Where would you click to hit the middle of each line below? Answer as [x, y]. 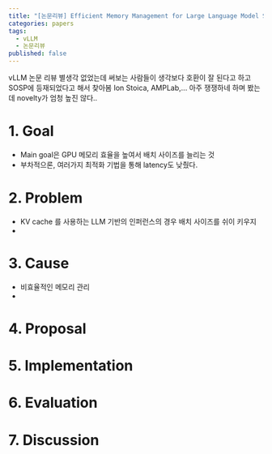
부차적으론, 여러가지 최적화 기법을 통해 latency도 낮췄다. [109, 165]
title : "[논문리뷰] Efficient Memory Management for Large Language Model [134, 16]
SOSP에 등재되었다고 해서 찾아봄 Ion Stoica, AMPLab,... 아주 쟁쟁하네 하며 [127, 88]
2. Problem [46, 198]
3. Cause [39, 263]
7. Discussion [54, 440]
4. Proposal [47, 328]
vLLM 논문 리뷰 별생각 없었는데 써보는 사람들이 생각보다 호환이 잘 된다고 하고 [130, 77]
